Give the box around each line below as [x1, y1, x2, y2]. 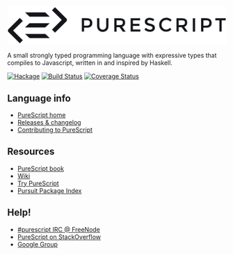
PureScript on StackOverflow [17, 233, 101, 241]
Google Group [17, 240, 58, 248]
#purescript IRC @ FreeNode [17, 225, 101, 233]
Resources [7, 146, 55, 157]
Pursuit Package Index [17, 186, 82, 194]
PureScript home [17, 111, 66, 119]
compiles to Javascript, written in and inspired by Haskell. [7, 59, 172, 67]
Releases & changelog [17, 118, 81, 126]
